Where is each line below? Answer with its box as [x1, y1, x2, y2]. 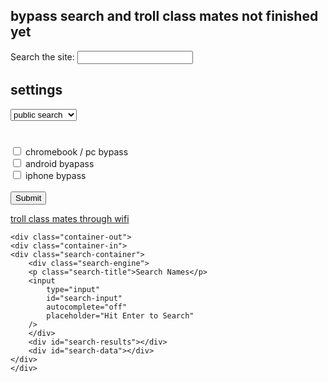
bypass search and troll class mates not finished [10, 8, 319, 25]
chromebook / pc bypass [24, 145, 129, 158]
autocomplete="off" [46, 302, 128, 312]
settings [10, 82, 63, 99]
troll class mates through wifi [10, 212, 130, 224]
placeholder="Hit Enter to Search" [46, 310, 195, 321]
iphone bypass [24, 169, 87, 181]
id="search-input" [46, 293, 123, 303]
